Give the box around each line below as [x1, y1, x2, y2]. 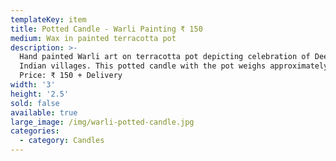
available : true [10, 107, 78, 118]
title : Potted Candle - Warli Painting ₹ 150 [10, 24, 203, 34]
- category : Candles [19, 136, 105, 146]
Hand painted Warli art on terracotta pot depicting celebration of [19, 52, 311, 62]
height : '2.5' [10, 89, 70, 99]
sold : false [10, 98, 60, 108]
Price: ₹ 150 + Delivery [19, 71, 123, 81]
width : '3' [10, 80, 56, 90]
